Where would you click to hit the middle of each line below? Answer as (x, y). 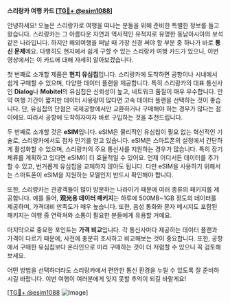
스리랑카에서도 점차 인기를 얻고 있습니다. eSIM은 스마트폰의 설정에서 (113, 141)
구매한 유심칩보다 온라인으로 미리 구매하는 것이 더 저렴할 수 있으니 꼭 (111, 247)
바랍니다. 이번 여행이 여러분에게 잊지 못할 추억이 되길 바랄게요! (103, 279)
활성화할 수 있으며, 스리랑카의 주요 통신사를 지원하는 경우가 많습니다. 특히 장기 (118, 149)
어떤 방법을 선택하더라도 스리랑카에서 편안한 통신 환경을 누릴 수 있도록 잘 (104, 270)
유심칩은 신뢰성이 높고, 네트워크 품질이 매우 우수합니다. (143, 91)
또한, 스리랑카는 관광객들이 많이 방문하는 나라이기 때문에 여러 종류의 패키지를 (110, 189)
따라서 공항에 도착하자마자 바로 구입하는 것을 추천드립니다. (105, 117)
